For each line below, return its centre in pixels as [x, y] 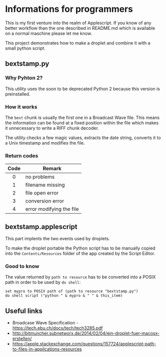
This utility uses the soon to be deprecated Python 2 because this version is [83, 89]
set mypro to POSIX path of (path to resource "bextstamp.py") [72, 291]
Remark [52, 168]
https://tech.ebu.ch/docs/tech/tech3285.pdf [57, 328]
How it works [21, 106]
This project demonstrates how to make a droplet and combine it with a [78, 43]
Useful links [24, 311]
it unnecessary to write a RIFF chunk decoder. [52, 128]
